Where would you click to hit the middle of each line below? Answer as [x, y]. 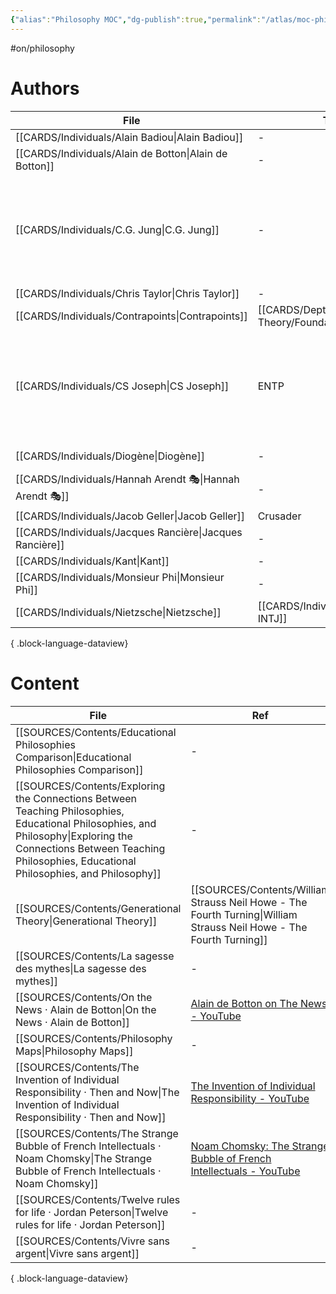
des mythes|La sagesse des [81, 968]
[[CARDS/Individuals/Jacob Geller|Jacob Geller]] [130, 516]
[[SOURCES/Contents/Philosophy [94, 1038]
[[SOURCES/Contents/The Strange [97, 1133]
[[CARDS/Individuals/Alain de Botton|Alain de [121, 153]
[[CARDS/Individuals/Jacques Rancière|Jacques [129, 532]
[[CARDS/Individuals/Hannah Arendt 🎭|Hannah [127, 479]
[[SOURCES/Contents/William [260, 889]
